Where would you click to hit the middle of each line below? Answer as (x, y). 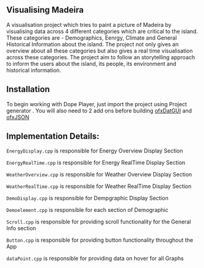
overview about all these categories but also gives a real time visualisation (100, 51)
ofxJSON (18, 117)
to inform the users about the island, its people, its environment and (91, 63)
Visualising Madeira (45, 10)
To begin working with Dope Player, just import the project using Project (97, 104)
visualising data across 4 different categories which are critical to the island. (102, 31)
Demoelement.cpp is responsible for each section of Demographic (87, 210)
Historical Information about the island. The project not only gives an (93, 44)
